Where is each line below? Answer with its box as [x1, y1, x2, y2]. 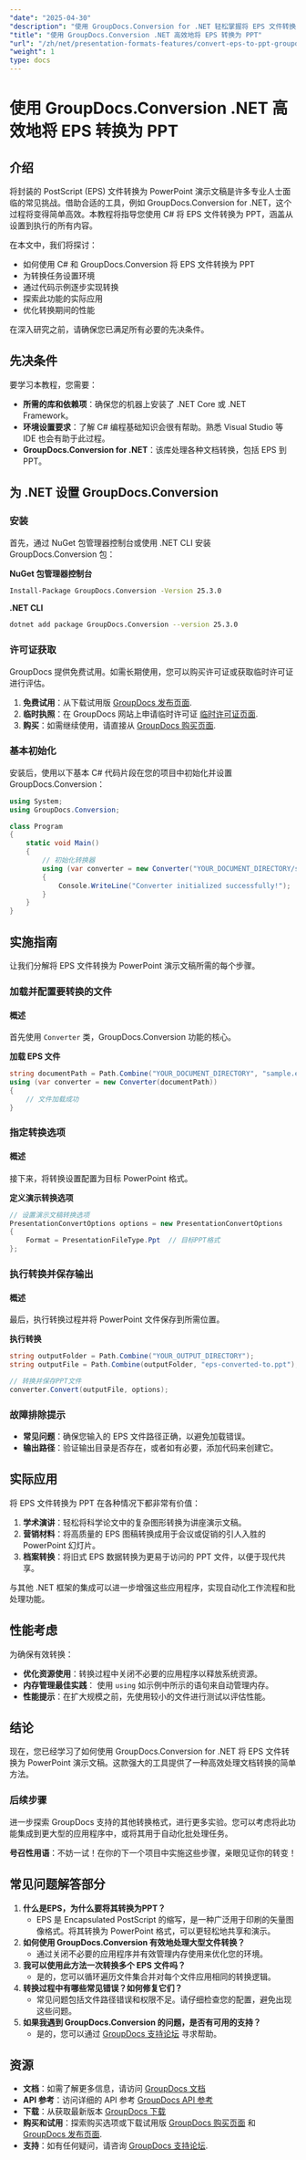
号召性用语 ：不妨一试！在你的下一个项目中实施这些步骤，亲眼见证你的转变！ [9, 1847, 297, 1858]
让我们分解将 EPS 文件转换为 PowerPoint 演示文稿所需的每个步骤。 [9, 960, 260, 971]
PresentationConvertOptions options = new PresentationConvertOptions [9, 1219, 283, 1228]
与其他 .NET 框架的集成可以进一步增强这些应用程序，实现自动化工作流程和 [9, 1581, 288, 1593]
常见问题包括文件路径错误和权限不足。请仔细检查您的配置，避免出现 [36, 1994, 292, 2005]
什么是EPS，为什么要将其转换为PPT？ [22, 1903, 167, 1914]
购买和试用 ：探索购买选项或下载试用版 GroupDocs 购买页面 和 [22, 2117, 257, 2128]
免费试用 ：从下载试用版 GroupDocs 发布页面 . [22, 697, 193, 708]
